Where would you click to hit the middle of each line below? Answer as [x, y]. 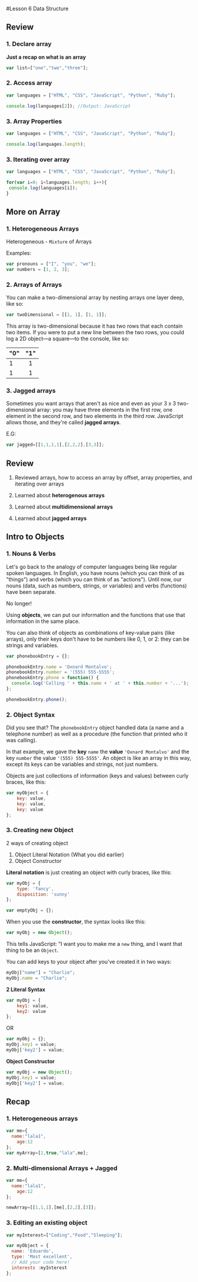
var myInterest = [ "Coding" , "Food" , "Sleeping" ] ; [64, 1235]
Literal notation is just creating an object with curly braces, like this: [89, 872]
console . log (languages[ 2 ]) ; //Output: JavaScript [69, 106]
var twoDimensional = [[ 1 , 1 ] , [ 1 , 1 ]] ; [57, 315]
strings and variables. [33, 645]
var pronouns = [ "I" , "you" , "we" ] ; [51, 264]
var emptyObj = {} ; [30, 910]
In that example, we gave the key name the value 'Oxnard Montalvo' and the [98, 752]
